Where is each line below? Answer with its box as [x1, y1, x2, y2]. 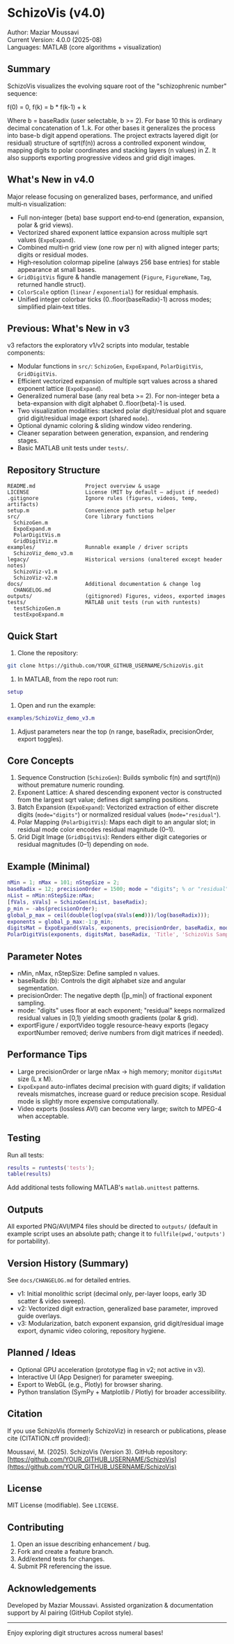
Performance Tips [7, 1049, 88, 1061]
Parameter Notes [7, 950, 82, 962]
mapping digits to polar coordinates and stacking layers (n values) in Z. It [7, 145, 217, 155]
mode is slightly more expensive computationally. [17, 1096, 159, 1106]
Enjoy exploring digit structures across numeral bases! [7, 1629, 164, 1637]
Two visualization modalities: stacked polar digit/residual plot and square [17, 407, 226, 415]
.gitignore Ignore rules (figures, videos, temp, [7, 495, 198, 502]
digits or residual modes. [17, 250, 88, 259]
